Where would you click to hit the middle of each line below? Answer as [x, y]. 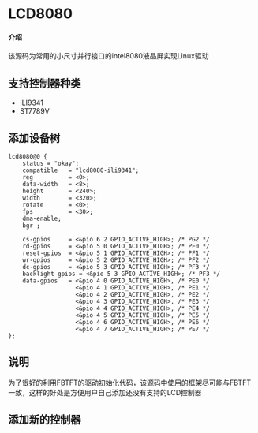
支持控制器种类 [45, 83]
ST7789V [34, 111]
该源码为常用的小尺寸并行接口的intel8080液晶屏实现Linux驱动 [108, 56]
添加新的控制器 [45, 420]
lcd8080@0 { [28, 157]
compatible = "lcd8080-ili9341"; [81, 170]
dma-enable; [42, 219]
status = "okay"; [51, 164]
